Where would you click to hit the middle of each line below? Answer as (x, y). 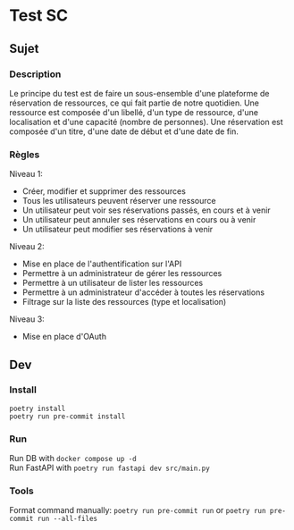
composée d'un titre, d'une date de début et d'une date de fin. (124, 131)
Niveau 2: (27, 247)
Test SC (39, 16)
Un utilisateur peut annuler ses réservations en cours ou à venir (139, 220)
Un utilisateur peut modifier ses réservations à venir (118, 230)
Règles (25, 155)
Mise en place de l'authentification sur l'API (102, 264)
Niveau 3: (27, 319)
